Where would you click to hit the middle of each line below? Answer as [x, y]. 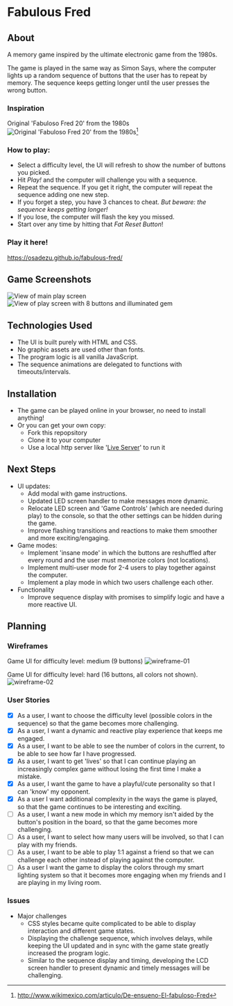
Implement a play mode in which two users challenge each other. [120, 582]
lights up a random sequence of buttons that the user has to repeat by [107, 75]
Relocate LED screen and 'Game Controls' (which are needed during [125, 508]
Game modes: [37, 545]
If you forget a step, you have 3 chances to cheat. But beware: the [112, 202]
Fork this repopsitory [58, 432]
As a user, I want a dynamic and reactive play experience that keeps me [120, 730]
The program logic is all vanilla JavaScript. [78, 357]
